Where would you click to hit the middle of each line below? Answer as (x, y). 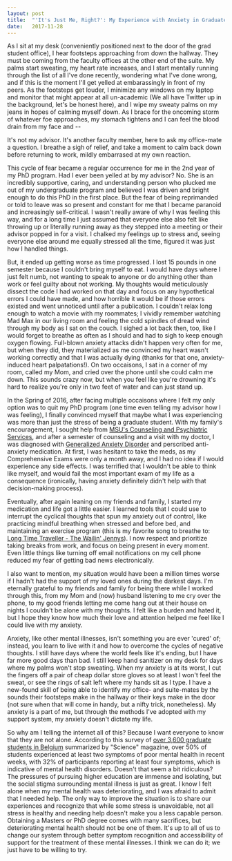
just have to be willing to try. (47, 850)
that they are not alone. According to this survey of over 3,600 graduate (109, 740)
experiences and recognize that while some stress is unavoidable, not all (110, 806)
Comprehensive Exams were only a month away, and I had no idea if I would (116, 459)
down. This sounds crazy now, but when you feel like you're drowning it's (112, 380)
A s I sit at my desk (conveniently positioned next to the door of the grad (109, 46)
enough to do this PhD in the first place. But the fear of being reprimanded (113, 197)
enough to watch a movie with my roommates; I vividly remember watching (114, 313)
